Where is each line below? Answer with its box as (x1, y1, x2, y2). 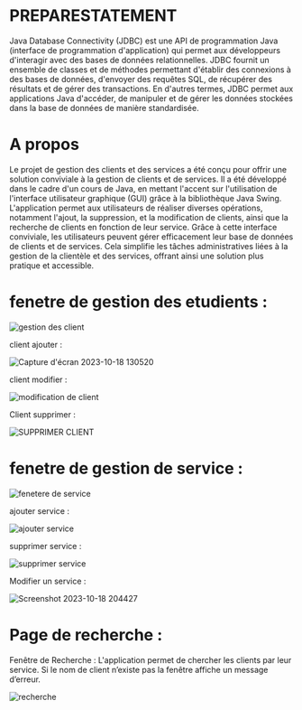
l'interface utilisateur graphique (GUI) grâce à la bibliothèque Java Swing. (9, 192, 282, 203)
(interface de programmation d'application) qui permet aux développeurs (9, 44, 281, 55)
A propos (9, 135, 79, 154)
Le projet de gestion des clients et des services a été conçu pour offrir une (9, 163, 287, 174)
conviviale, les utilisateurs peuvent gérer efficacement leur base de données (9, 231, 294, 242)
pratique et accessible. (9, 259, 95, 271)
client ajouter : (9, 339, 63, 350)
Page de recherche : (9, 624, 163, 645)
